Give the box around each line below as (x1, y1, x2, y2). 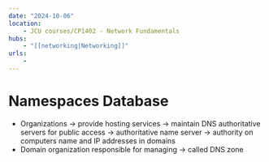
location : (8, 19, 42, 28)
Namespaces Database (8, 92, 169, 110)
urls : (8, 49, 27, 58)
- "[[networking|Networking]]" (23, 42, 129, 50)
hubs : (8, 34, 27, 43)
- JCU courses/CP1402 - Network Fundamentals (23, 27, 180, 35)
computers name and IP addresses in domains (20, 135, 176, 146)
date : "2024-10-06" (8, 11, 75, 20)
